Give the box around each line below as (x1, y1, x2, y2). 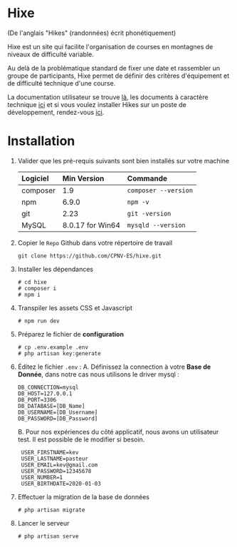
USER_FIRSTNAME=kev (21, 449, 79, 456)
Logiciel (21, 173, 49, 183)
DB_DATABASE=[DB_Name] (17, 402, 85, 409)
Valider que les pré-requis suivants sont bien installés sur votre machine (17, 156, 230, 165)
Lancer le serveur (17, 518, 70, 527)
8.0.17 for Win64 (62, 220, 121, 230)
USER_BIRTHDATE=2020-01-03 (21, 480, 101, 487)
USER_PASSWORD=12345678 (21, 467, 92, 475)
